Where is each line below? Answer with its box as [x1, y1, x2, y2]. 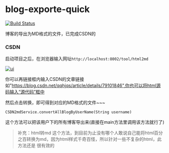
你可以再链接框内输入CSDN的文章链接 [5, 76, 84, 82]
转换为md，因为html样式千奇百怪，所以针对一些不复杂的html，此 [26, 136, 162, 142]
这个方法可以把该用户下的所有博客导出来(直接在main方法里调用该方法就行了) [5, 119, 164, 125]
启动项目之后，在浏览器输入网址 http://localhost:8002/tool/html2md [5, 56, 149, 62]
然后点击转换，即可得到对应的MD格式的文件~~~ [5, 99, 105, 106]
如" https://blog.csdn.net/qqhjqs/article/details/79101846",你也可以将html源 [5, 82, 161, 89]
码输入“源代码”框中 [5, 89, 45, 95]
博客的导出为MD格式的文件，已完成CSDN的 [5, 30, 96, 36]
